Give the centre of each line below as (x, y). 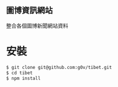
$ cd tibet (19, 73)
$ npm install (24, 78)
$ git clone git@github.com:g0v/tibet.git (59, 67)
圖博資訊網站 (29, 11)
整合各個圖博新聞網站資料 (37, 26)
